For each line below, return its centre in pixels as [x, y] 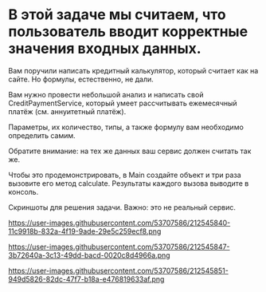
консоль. [23, 191]
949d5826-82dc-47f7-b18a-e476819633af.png [86, 279]
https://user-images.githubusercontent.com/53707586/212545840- [119, 223]
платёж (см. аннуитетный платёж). [67, 111]
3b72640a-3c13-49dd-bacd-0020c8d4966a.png [89, 255]
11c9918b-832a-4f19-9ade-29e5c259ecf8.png [85, 231]
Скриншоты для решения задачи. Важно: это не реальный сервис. [122, 207]
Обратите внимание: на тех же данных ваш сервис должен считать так [130, 151]
